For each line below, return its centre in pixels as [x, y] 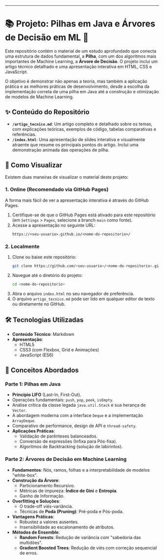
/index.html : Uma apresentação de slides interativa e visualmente [79, 139]
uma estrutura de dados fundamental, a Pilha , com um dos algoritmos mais [81, 56]
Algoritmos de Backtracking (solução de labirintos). [71, 447]
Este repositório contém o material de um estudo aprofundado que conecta [81, 51]
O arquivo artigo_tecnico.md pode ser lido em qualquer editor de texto [83, 299]
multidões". [31, 542]
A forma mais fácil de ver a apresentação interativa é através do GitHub [77, 200]
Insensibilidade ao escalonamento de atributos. [67, 527]
